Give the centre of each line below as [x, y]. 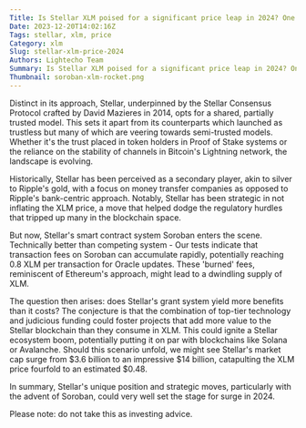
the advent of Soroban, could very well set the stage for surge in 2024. [143, 396]
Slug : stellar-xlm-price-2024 [67, 52]
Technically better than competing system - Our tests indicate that [134, 245]
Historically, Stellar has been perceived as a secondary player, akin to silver [151, 178]
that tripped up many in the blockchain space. [96, 217]
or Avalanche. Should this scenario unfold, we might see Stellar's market [145, 349]
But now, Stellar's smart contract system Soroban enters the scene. [136, 235]
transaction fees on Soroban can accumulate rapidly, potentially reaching [147, 254]
